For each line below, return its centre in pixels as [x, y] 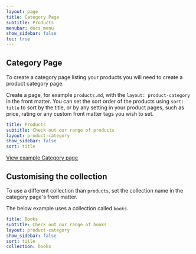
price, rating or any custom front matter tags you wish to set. [80, 113]
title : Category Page [33, 17]
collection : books [29, 247]
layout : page [22, 12]
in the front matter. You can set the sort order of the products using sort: [95, 101]
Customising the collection [57, 176]
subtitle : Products [30, 22]
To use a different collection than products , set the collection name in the [95, 190]
